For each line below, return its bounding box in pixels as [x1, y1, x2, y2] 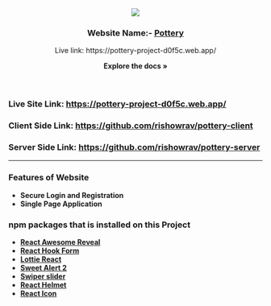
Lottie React [19, 254, 62, 264]
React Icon [19, 289, 57, 299]
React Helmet [19, 280, 67, 290]
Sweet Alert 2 [19, 263, 67, 273]
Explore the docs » [103, 61, 168, 71]
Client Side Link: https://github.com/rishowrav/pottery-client [8, 120, 254, 131]
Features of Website [8, 172, 90, 184]
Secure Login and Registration [19, 190, 124, 200]
